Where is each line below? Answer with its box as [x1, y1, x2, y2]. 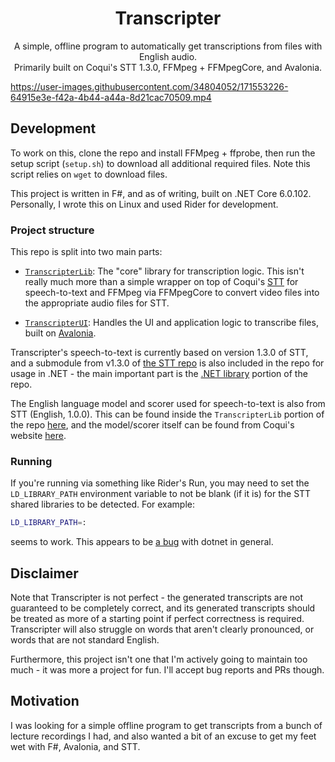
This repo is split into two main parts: [10, 246, 163, 258]
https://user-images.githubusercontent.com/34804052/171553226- [10, 80, 289, 92]
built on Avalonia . [24, 327, 97, 339]
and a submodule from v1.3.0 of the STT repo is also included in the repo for [10, 357, 325, 369]
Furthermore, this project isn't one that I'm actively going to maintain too [10, 653, 308, 666]
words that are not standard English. [10, 634, 160, 646]
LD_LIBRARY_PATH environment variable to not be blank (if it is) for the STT [10, 488, 312, 500]
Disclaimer [10, 565, 79, 582]
